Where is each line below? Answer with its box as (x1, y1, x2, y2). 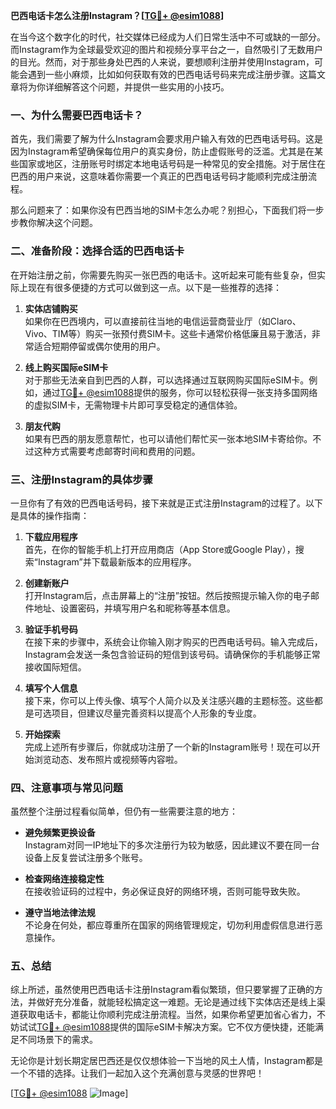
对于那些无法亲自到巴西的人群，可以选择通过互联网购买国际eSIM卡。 (24, 374, 310, 386)
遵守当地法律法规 (24, 907, 96, 919)
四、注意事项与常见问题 (10, 780, 123, 794)
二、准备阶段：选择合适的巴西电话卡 (10, 244, 185, 258)
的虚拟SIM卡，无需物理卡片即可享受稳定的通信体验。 (24, 399, 243, 411)
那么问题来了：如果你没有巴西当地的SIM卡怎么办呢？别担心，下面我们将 (10, 204, 307, 216)
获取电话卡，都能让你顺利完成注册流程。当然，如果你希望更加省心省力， (18, 1009, 317, 1021)
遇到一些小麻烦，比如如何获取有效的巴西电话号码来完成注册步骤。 (27, 69, 300, 80)
